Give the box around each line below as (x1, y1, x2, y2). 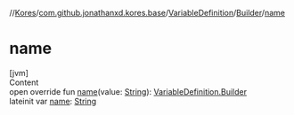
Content (9, 77, 39, 88)
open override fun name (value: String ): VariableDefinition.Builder (9, 86, 248, 96)
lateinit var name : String (9, 96, 97, 106)
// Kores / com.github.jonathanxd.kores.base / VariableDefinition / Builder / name (9, 8, 285, 18)
